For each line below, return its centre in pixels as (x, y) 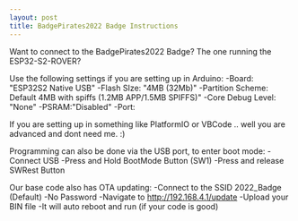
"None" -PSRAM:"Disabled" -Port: (73, 106)
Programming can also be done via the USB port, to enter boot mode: (137, 151)
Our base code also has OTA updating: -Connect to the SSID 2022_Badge (145, 187)
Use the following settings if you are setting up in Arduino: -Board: (131, 78)
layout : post (34, 17)
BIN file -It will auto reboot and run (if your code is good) (114, 206)
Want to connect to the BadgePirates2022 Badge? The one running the (140, 51)
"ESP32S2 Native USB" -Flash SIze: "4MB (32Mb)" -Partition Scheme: (139, 88)
